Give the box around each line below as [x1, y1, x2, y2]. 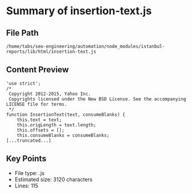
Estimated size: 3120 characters [14, 176, 93, 183]
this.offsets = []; [17, 127, 65, 133]
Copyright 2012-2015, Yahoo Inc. [8, 91, 92, 97]
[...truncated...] [6, 138, 51, 144]
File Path [6, 28, 39, 38]
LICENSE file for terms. [6, 101, 67, 107]
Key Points [6, 154, 47, 164]
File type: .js [14, 169, 45, 176]
